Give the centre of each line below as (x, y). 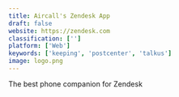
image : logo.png (36, 61)
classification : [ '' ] (45, 38)
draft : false (30, 23)
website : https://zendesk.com (60, 31)
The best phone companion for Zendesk (76, 84)
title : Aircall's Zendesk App (60, 16)
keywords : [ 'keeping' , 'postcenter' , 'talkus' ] (90, 53)
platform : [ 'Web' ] (39, 46)
